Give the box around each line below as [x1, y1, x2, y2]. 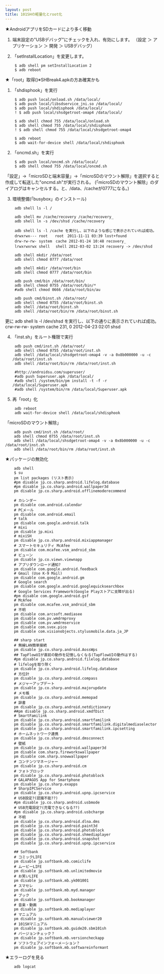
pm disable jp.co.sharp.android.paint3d [14, 823, 98, 828]
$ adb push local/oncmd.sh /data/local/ [14, 159, 99, 164]
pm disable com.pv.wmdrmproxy [14, 616, 76, 621]
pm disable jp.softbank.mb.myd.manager [14, 888, 96, 893]
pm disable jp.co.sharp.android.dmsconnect [14, 735, 105, 741]
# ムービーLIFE [14, 864, 42, 869]
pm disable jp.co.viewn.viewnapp [14, 557, 82, 562]
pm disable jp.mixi [14, 529, 54, 534]
